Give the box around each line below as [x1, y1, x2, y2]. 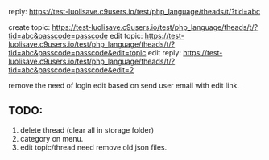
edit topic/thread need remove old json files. [19, 142, 168, 152]
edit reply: [147, 48, 181, 57]
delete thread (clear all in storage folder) [19, 125, 155, 135]
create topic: [8, 23, 51, 31]
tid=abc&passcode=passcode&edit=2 [8, 65, 134, 75]
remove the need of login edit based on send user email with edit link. [8, 80, 240, 90]
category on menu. [19, 133, 84, 143]
